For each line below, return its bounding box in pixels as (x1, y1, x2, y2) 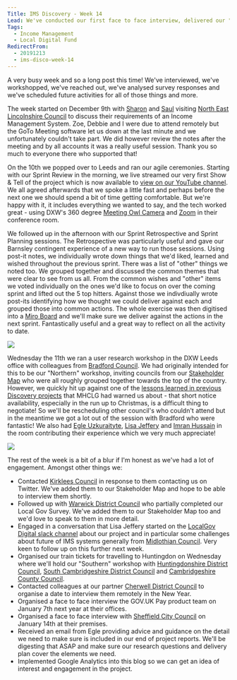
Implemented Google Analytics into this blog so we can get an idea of (17, 657, 220, 665)
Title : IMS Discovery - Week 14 (7, 10, 102, 18)
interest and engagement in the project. (17, 664, 133, 673)
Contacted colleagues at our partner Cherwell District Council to (17, 582, 205, 590)
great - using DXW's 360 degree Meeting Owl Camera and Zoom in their (7, 208, 218, 216)
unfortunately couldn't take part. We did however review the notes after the (7, 134, 226, 143)
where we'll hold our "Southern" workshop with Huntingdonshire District (17, 559, 228, 568)
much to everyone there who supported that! (7, 149, 138, 157)
